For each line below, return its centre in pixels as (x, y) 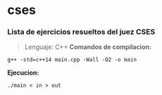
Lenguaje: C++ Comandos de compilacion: (88, 47)
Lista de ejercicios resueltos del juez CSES (81, 32)
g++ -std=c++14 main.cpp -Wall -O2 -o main (72, 60)
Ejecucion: (23, 73)
